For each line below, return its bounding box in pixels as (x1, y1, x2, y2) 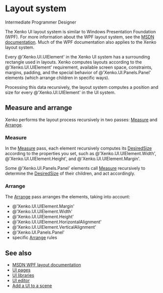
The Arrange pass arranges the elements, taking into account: (5, 194, 131, 200)
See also (5, 249, 32, 257)
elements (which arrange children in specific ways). (5, 75, 110, 80)
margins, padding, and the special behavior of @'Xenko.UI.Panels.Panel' (5, 69, 151, 75)
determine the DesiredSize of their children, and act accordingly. (5, 170, 136, 177)
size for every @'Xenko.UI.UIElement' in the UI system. (5, 89, 116, 95)
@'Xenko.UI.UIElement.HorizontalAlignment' (12, 219, 102, 225)
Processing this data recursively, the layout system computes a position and (5, 84, 159, 90)
